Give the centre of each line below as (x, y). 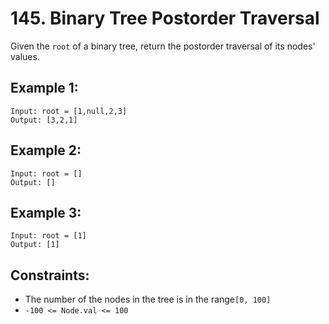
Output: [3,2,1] (44, 120)
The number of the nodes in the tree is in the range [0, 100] (148, 299)
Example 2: (46, 150)
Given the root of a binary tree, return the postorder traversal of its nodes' (163, 46)
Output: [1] (35, 245)
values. (25, 56)
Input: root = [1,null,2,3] (69, 111)
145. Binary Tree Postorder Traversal (165, 18)
